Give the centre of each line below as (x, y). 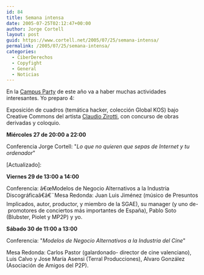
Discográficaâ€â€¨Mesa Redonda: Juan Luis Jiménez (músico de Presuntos (102, 195)
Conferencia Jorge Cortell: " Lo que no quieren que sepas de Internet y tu (98, 146)
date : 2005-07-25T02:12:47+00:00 (49, 23)
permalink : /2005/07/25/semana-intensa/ (58, 46)
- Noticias (26, 74)
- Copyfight (27, 63)
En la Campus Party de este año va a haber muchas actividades (86, 91)
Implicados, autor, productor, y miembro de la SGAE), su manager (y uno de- (102, 204)
